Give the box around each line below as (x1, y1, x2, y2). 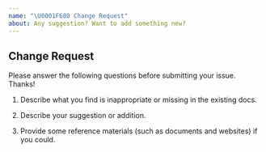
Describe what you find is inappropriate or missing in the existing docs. (19, 95, 257, 105)
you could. (19, 135, 56, 145)
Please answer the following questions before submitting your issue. (8, 70, 236, 81)
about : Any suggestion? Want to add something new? (8, 19, 186, 27)
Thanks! (8, 79, 36, 89)
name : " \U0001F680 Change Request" (8, 11, 129, 20)
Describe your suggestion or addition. (19, 111, 147, 120)
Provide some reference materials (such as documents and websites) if (19, 126, 258, 136)
